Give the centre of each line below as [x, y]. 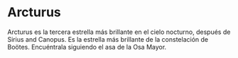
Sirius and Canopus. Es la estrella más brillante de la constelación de [108, 39]
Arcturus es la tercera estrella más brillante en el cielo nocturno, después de [119, 32]
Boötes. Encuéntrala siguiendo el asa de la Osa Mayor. [87, 47]
